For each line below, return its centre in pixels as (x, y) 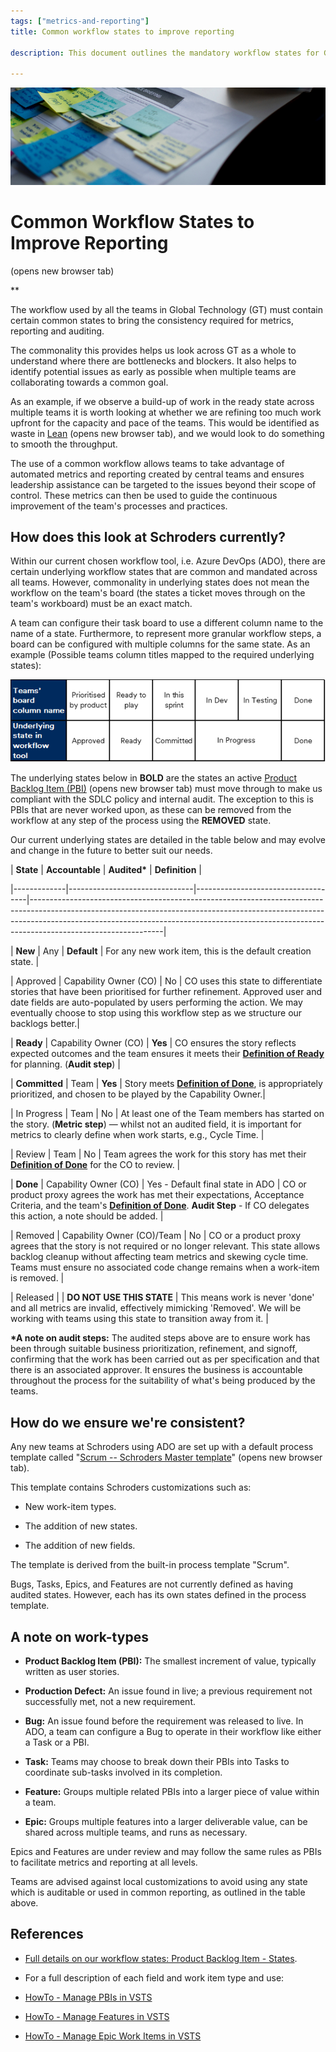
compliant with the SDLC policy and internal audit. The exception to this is (162, 799)
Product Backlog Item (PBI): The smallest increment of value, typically (170, 1661)
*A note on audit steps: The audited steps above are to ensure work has (160, 1338)
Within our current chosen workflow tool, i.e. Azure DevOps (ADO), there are (168, 561)
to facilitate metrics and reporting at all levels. (104, 1862)
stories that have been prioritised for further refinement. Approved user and (166, 992)
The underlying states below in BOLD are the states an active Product (154, 778)
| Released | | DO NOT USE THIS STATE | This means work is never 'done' (162, 1297)
